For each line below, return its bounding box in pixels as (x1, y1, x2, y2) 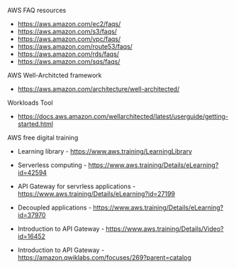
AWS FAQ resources (7, 6, 67, 14)
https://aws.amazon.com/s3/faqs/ (17, 28, 117, 35)
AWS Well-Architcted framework (7, 71, 102, 79)
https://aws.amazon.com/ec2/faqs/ (17, 20, 121, 28)
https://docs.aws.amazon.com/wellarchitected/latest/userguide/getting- (17, 113, 229, 120)
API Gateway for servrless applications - (17, 182, 136, 190)
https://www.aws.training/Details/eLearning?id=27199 (17, 190, 176, 198)
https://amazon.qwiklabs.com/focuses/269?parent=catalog (17, 253, 191, 261)
